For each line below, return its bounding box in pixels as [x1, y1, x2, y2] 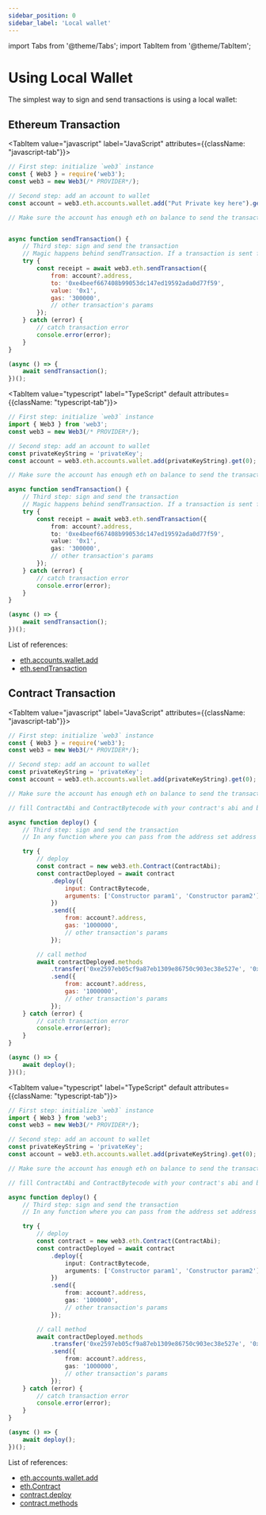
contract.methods [19, 1498, 78, 1508]
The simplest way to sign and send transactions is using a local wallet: [8, 95, 237, 104]
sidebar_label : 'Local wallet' [8, 19, 112, 27]
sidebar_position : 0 [8, 11, 77, 20]
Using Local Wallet [8, 68, 133, 87]
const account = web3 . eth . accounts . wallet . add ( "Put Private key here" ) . [8, 199, 253, 207]
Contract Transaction [8, 686, 116, 700]
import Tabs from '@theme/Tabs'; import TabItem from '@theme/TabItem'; [8, 41, 252, 50]
